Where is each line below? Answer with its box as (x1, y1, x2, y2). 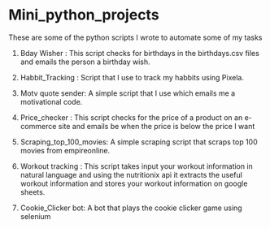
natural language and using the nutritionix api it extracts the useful (20, 170, 242, 179)
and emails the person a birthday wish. (20, 57, 150, 67)
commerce (20, 121, 57, 131)
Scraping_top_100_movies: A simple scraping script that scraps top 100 (20, 136, 258, 147)
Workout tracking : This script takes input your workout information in (20, 161, 254, 171)
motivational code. (20, 97, 83, 106)
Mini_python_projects (8, 6, 160, 24)
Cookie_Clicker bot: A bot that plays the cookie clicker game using (20, 203, 242, 213)
